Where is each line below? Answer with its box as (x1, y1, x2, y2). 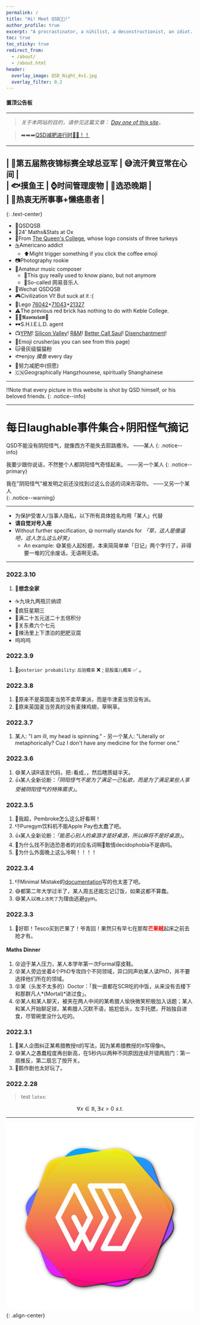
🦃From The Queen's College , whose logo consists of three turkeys (14, 235, 178, 242)
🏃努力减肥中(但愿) (14, 362, 60, 370)
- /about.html (11, 60, 46, 66)
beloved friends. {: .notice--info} (6, 393, 86, 400)
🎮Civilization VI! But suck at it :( (14, 293, 94, 300)
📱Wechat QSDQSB (14, 285, 61, 293)
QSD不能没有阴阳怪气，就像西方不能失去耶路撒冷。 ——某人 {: (6, 442, 160, 449)
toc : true (6, 35, 31, 41)
